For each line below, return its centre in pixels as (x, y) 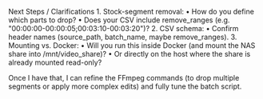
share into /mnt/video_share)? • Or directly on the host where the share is (130, 54)
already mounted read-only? (55, 62)
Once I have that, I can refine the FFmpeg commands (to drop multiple (124, 78)
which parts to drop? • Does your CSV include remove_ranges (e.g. (119, 20)
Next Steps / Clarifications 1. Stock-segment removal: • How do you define (131, 12)
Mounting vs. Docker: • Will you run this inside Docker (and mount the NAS (132, 46)
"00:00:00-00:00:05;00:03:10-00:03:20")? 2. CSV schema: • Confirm (124, 28)
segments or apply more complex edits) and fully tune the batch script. (125, 86)
